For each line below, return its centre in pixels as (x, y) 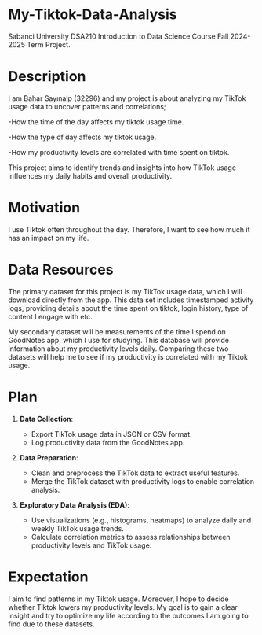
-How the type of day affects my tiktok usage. (82, 137)
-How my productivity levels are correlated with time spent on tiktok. (119, 152)
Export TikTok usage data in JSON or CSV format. (111, 434)
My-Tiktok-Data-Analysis (93, 15)
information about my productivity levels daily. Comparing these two (118, 349)
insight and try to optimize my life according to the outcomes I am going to (128, 615)
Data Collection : (46, 419)
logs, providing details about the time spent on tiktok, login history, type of (128, 308)
